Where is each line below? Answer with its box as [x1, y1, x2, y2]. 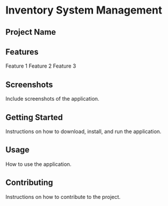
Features [5, 46, 39, 57]
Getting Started [5, 112, 63, 122]
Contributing [5, 178, 53, 188]
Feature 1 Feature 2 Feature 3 [5, 62, 77, 69]
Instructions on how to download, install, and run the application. [5, 128, 162, 135]
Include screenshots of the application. [5, 95, 100, 102]
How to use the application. [5, 160, 71, 168]
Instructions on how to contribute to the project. [5, 193, 121, 200]
